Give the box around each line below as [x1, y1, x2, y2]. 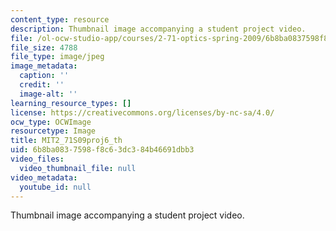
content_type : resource [10, 14, 110, 25]
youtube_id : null [19, 182, 92, 192]
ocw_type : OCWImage [10, 117, 92, 127]
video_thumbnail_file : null [19, 163, 137, 173]
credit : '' [19, 80, 65, 90]
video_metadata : [10, 172, 78, 183]
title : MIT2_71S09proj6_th [10, 136, 123, 146]
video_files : [10, 154, 65, 164]
